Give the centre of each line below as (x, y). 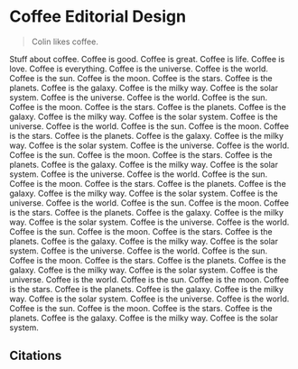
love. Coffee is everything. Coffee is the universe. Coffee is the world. (139, 69)
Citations (36, 356)
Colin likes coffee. (65, 42)
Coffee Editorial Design (98, 17)
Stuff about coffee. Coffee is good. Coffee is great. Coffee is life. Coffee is (147, 59)
